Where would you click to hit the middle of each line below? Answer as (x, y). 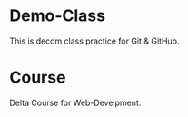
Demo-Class (58, 16)
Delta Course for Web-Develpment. (75, 102)
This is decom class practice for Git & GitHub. (94, 41)
